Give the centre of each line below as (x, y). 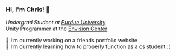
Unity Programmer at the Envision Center (57, 29)
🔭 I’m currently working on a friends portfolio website (72, 41)
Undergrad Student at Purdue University (56, 23)
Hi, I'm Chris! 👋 (28, 10)
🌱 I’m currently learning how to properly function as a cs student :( (88, 46)
